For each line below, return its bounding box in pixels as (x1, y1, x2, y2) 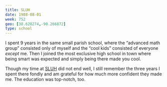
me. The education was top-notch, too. (5, 76, 86, 82)
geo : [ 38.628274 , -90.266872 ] (5, 21, 66, 27)
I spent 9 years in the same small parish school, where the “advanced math (5, 40, 160, 46)
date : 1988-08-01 (5, 12, 41, 17)
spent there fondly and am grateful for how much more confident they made (5, 71, 162, 77)
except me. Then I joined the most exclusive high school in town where (5, 51, 151, 57)
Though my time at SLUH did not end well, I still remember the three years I (5, 66, 160, 72)
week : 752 (5, 17, 26, 22)
